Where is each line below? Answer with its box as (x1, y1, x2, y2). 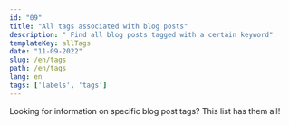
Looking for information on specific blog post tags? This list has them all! (9, 105, 281, 116)
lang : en (9, 72, 43, 82)
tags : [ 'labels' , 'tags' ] (9, 81, 107, 90)
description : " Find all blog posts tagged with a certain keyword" (9, 30, 274, 39)
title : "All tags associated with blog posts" (9, 22, 188, 31)
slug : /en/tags (9, 55, 67, 64)
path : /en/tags (9, 64, 67, 73)
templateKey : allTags (9, 38, 92, 48)
